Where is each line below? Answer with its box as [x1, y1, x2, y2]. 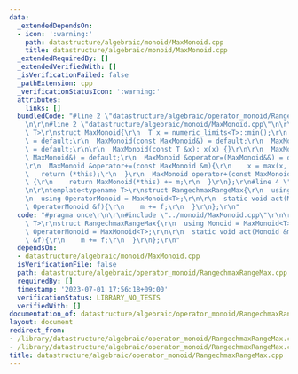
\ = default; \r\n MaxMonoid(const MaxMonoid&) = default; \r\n [25, 136, 264, 145]
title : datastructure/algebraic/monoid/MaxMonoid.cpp [25, 46, 228, 55]
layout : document [9, 318, 74, 327]
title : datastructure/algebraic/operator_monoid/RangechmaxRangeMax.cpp [9, 351, 284, 360]
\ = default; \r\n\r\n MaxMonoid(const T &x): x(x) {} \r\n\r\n [25, 144, 264, 153]
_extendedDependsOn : [17, 21, 93, 30]
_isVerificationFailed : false [17, 71, 129, 80]
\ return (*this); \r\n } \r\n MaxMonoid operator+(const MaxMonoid [25, 169, 292, 178]
